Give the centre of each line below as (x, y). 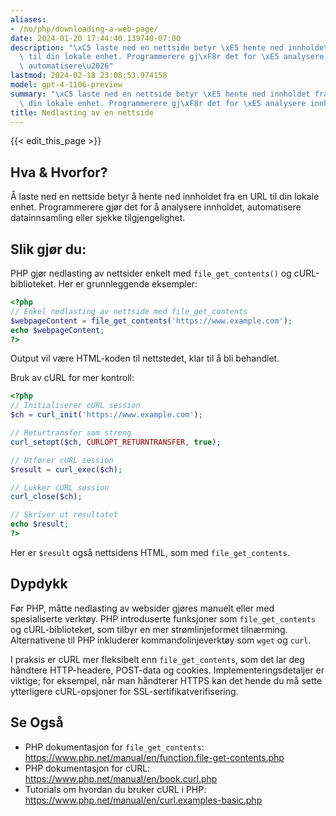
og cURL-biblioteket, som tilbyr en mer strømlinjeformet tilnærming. (149, 629)
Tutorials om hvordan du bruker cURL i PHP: (115, 789)
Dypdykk (39, 584)
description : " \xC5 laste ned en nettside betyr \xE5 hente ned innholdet (169, 47)
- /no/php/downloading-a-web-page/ (84, 29)
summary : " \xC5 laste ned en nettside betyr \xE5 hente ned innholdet (160, 94)
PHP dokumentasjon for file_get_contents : (114, 747)
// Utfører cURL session (62, 460)
